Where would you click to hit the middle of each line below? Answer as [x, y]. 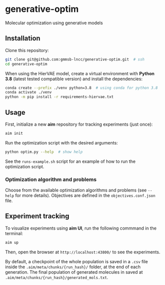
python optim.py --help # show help [44, 152]
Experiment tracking [37, 216]
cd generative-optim [26, 64]
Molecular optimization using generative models [54, 23]
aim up [12, 242]
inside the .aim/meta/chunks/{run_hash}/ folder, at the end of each [73, 267]
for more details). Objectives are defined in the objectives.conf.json [85, 195]
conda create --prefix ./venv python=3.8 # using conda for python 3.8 [82, 88]
